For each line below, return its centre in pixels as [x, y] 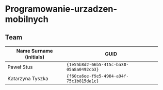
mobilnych [27, 19]
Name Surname [35, 51]
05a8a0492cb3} [83, 69]
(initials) [35, 57]
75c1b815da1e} [83, 81]
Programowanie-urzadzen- [61, 9]
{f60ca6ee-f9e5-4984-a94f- [98, 76]
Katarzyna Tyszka [28, 79]
